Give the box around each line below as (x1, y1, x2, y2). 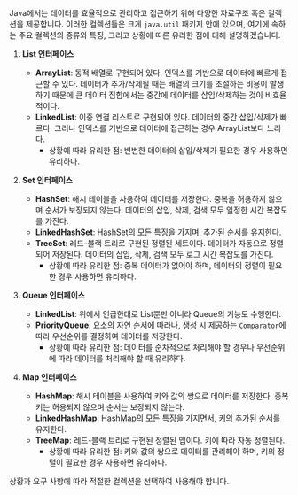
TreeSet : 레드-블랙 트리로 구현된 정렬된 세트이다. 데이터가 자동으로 (35, 238, 268, 248)
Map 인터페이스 (21, 372, 77, 383)
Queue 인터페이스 (21, 290, 86, 300)
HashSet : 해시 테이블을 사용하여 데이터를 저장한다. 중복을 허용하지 (35, 194, 267, 204)
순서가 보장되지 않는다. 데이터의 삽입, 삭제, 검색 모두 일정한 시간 (44, 205, 264, 215)
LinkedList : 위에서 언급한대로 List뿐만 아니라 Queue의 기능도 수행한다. (35, 309, 282, 319)
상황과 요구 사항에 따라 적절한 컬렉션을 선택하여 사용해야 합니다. (9, 476, 230, 486)
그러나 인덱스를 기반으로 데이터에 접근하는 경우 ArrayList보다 (54, 123, 265, 133)
